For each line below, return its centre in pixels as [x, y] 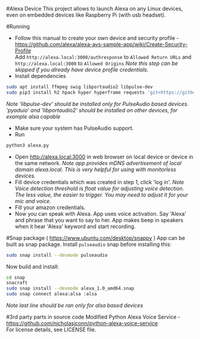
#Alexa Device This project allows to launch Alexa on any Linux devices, [95, 9]
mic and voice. [33, 201]
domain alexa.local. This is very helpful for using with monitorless [96, 169]
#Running [18, 27]
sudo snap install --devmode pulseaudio [57, 255]
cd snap [16, 277]
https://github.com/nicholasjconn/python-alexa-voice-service [82, 323]
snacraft [17, 283]
